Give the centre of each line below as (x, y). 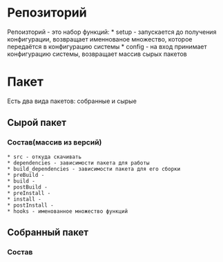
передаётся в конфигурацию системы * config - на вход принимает (107, 46)
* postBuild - (28, 187)
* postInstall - (30, 205)
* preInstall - (29, 193)
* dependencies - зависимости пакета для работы (78, 163)
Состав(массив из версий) (55, 142)
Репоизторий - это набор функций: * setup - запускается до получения (112, 32)
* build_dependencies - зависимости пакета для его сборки (94, 169)
